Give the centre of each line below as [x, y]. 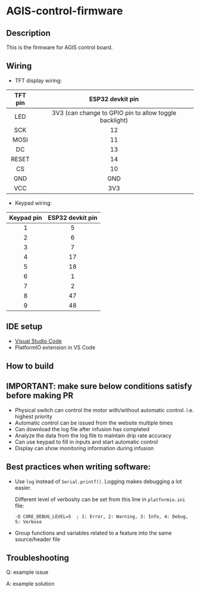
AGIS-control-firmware [65, 11]
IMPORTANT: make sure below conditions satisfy [99, 386]
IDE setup [24, 327]
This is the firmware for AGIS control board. [60, 47]
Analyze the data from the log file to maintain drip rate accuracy [93, 435]
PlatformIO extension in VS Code [55, 347]
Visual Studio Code [38, 341]
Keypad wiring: [33, 203]
